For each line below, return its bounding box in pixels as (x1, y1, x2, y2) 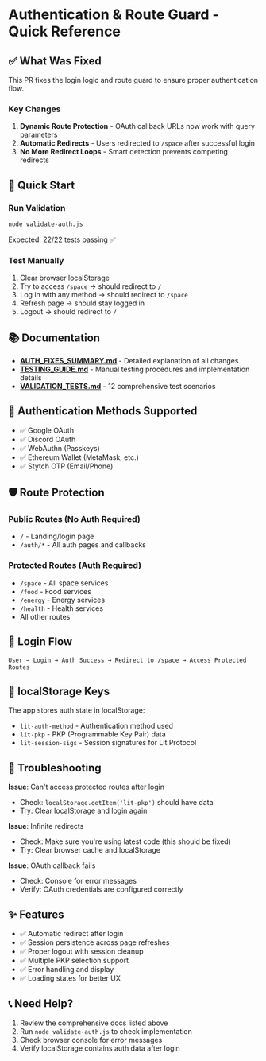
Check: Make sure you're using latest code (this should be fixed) (19, 837, 232, 846)
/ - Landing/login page (19, 531, 94, 542)
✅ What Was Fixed (8, 54, 102, 68)
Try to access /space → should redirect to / (19, 282, 162, 291)
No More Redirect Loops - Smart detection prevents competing (19, 147, 228, 157)
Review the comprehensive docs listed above (19, 1018, 168, 1028)
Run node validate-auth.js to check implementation (19, 1026, 193, 1036)
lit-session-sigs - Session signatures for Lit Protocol (19, 738, 197, 748)
